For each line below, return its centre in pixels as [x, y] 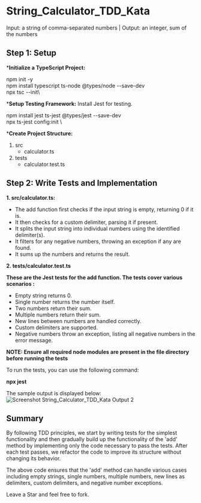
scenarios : [20, 283]
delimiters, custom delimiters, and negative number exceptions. [85, 483]
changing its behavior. [34, 458]
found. [23, 247]
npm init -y [19, 79]
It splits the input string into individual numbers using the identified [97, 228]
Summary [25, 418]
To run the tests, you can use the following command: [73, 370]
